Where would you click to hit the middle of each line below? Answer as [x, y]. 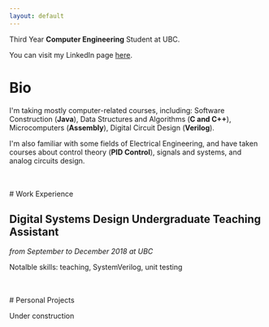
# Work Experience [41, 194]
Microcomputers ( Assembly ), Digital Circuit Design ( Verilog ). [112, 128]
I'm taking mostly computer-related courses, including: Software [117, 110]
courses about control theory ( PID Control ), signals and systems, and [126, 152]
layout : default [37, 16]
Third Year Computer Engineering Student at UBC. [95, 39]
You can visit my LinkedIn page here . [71, 54]
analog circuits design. [47, 160]
